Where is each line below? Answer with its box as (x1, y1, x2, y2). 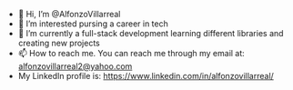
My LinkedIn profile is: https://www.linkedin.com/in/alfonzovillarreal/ (17, 71, 275, 81)
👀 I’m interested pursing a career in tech (17, 18, 168, 29)
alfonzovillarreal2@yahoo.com (17, 61, 133, 72)
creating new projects (17, 37, 100, 48)
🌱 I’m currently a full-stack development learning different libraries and (17, 28, 284, 38)
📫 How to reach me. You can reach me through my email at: (17, 48, 246, 58)
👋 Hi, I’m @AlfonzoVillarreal (17, 9, 121, 19)
